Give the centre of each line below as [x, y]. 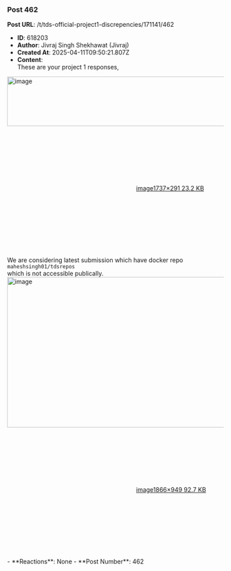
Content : [30, 60]
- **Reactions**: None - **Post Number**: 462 [76, 561]
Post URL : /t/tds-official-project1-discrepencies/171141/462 [90, 25]
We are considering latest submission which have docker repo [95, 260]
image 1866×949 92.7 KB [171, 490]
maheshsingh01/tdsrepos [41, 267]
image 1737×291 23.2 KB [170, 188]
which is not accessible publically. [55, 274]
